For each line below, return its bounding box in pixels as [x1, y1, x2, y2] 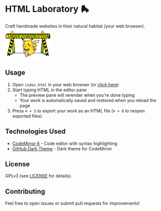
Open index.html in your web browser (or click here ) [12, 81, 119, 87]
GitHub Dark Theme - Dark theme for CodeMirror [12, 145, 112, 151]
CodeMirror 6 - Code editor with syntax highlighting [12, 141, 118, 146]
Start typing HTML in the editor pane [12, 87, 87, 93]
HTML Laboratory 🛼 [5, 3, 90, 15]
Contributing [5, 187, 45, 196]
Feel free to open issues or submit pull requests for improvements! [5, 200, 140, 207]
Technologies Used [5, 127, 65, 136]
